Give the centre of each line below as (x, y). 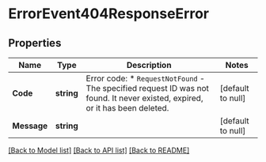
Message (30, 126)
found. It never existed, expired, (144, 98)
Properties (35, 43)
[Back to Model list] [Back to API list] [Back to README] (99, 150)
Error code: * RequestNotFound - (146, 78)
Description (149, 65)
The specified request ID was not (148, 88)
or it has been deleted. (127, 108)
